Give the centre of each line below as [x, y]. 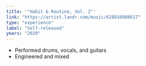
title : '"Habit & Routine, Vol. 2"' [51, 11]
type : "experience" [30, 22]
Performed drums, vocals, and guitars [61, 50]
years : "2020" [24, 34]
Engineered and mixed [42, 57]
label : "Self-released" [35, 28]
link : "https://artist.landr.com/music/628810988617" [74, 17]
